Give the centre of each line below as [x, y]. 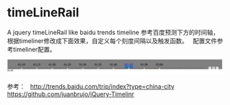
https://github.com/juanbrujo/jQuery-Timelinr [71, 94]
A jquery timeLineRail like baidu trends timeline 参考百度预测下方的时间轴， [113, 32]
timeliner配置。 [34, 49]
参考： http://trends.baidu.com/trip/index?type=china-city [91, 87]
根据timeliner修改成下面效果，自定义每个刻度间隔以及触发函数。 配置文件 [112, 41]
